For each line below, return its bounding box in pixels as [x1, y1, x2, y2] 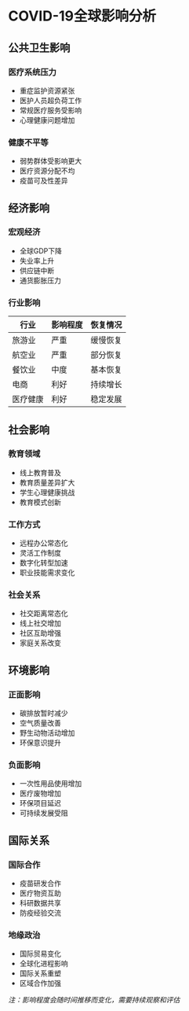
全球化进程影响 [19, 959, 68, 969]
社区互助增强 [19, 629, 61, 638]
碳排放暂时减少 [19, 709, 68, 718]
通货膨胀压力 [19, 275, 61, 285]
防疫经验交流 [19, 908, 61, 917]
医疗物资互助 [19, 888, 61, 898]
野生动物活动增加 [19, 729, 75, 738]
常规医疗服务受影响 [19, 105, 82, 115]
